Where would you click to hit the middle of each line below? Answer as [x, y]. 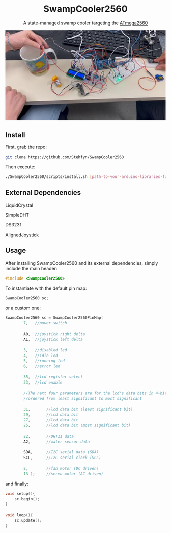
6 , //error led [42, 366]
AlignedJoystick [22, 235]
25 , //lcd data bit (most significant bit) [77, 425]
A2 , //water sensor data [57, 442]
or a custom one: [23, 308]
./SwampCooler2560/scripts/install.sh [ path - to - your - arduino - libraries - [84, 177]
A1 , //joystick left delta [53, 339]
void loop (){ [19, 515]
